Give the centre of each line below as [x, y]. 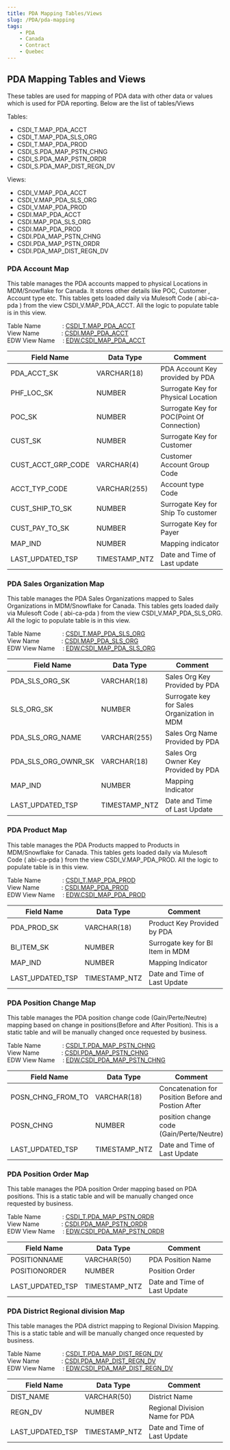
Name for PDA [172, 1416]
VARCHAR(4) [117, 464]
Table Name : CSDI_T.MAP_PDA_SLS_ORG [76, 634]
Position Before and [191, 1097]
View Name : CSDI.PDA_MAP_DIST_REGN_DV [81, 1361]
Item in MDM [169, 951]
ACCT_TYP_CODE [39, 488]
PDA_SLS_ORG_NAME [46, 738]
